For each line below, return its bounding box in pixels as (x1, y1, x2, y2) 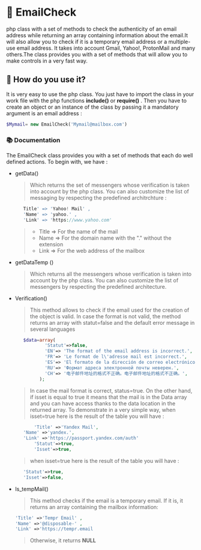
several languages (29, 325, 76, 333)
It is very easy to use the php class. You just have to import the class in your (6, 90, 194, 98)
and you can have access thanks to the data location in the (29, 399, 176, 407)
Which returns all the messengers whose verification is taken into (29, 270, 192, 277)
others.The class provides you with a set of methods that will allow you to (6, 50, 188, 58)
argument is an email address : (6, 109, 82, 116)
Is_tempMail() (14, 485, 49, 492)
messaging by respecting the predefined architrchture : (29, 194, 167, 201)
